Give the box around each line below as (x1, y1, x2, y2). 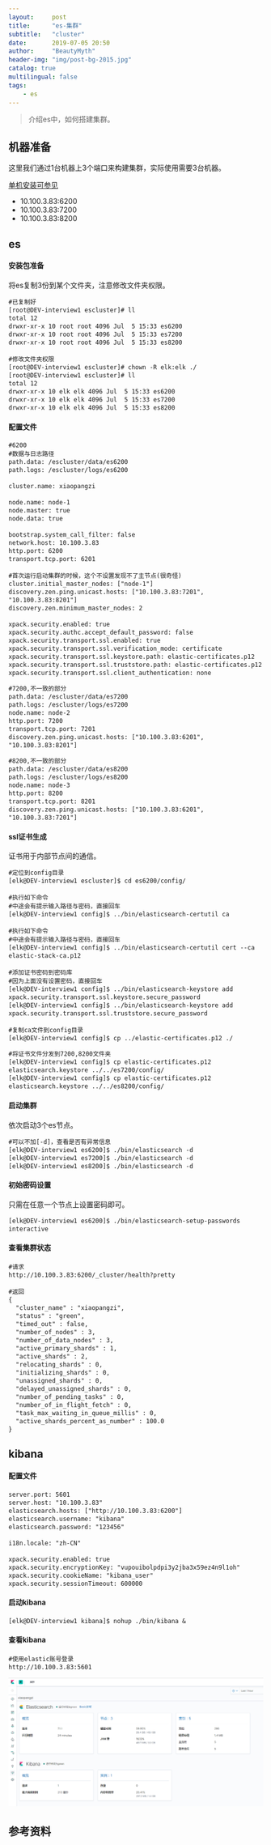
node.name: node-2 (8, 709, 70, 717)
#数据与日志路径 (8, 450, 55, 458)
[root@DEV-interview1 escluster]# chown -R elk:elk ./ (8, 363, 197, 372)
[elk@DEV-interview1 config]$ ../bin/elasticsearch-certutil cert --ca (8, 944, 255, 952)
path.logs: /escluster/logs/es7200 (8, 701, 129, 709)
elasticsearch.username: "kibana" (8, 1515, 125, 1523)
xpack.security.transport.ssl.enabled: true (8, 636, 161, 645)
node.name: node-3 (8, 781, 70, 789)
